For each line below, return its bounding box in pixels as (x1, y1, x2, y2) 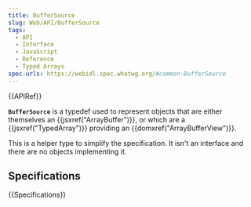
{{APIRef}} (8, 91, 42, 100)
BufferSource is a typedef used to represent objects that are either (8, 107, 223, 116)
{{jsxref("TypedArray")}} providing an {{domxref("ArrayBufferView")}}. (8, 123, 237, 133)
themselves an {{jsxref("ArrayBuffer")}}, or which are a (8, 114, 186, 124)
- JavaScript (15, 48, 58, 56)
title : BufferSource (8, 11, 76, 20)
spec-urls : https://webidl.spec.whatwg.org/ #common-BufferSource (8, 70, 226, 78)
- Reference (15, 56, 55, 64)
